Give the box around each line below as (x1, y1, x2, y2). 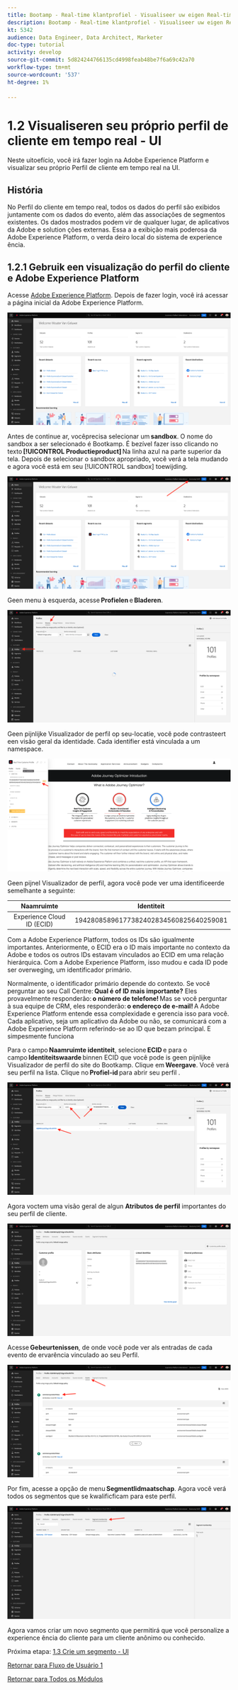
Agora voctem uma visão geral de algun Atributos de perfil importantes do (7, 1202, 227, 1210)
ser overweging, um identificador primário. (7, 965, 132, 974)
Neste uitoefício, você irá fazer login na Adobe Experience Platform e (7, 156, 209, 164)
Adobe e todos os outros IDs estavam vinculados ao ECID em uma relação (7, 951, 225, 959)
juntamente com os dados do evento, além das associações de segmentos (7, 210, 225, 219)
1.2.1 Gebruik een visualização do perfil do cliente (7, 261, 230, 273)
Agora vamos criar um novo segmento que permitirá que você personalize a (7, 1626, 229, 1634)
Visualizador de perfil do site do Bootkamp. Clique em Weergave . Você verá (7, 1061, 229, 1070)
